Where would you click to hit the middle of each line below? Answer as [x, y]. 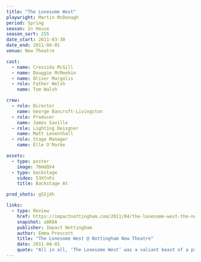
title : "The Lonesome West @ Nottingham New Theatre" [85, 239]
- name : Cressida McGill [42, 67]
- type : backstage [35, 172]
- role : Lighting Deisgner [45, 128]
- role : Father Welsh [39, 84]
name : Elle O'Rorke [41, 145]
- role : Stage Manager [40, 139]
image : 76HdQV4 [36, 167]
